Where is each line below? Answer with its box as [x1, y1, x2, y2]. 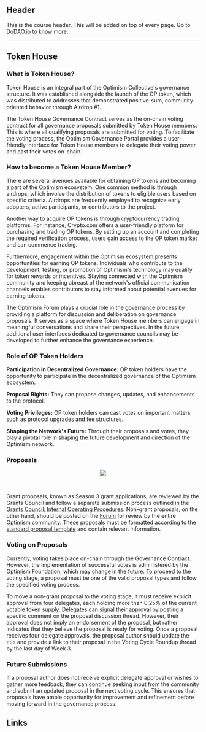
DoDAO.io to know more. [6, 28, 69, 35]
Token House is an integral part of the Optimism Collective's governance [6, 83, 190, 91]
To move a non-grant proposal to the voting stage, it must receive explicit [6, 592, 192, 600]
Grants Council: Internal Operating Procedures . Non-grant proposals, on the [6, 506, 198, 513]
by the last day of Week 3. [6, 644, 72, 652]
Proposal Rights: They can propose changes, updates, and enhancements [6, 391, 195, 398]
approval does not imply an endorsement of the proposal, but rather [6, 618, 178, 626]
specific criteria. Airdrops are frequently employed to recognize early [6, 196, 181, 204]
